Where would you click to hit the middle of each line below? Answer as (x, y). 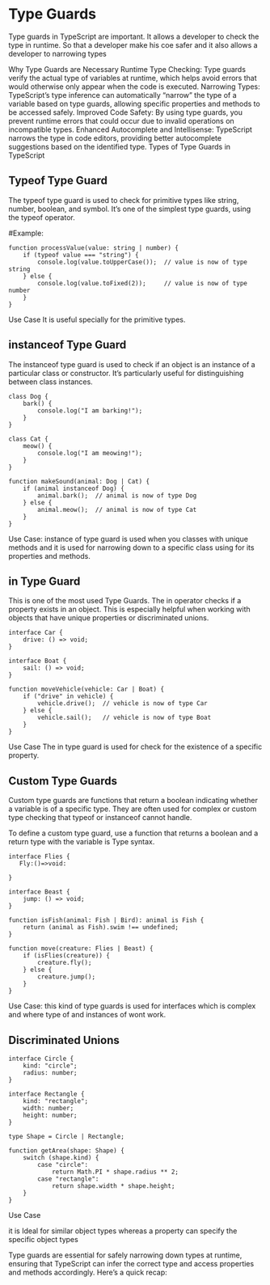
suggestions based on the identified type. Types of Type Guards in (120, 146)
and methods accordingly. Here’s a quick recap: (88, 1272)
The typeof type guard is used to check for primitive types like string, (124, 200)
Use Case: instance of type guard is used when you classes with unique (129, 539)
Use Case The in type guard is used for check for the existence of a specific (135, 747)
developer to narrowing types (58, 53)
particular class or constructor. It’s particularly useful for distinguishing (126, 373)
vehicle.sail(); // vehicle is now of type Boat (124, 718)
